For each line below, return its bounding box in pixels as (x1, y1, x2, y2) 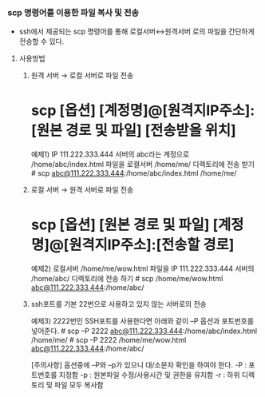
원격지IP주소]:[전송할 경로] (68, 236, 235, 254)
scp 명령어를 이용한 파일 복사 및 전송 (7, 6, 140, 18)
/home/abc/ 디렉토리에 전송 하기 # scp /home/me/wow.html (30, 274, 223, 284)
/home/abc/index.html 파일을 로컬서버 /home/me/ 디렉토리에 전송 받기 (30, 160, 255, 169)
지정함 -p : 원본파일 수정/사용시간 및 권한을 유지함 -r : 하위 (58, 370, 240, 380)
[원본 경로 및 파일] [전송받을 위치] (30, 121, 236, 140)
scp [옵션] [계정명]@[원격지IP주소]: (30, 101, 255, 120)
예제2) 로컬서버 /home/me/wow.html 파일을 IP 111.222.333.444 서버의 (30, 264, 255, 273)
